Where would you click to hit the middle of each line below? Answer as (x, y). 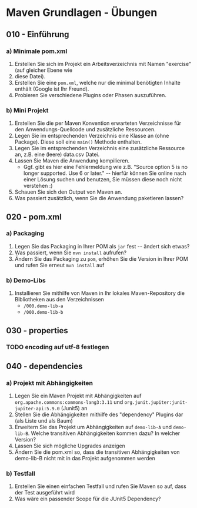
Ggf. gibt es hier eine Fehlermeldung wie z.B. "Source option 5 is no (106, 167)
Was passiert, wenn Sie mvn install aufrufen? (71, 253)
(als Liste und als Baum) (44, 421)
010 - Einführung (38, 34)
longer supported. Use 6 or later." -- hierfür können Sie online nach (105, 173)
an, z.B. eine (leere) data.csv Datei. (57, 155)
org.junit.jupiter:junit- (156, 403)
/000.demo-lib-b (43, 313)
